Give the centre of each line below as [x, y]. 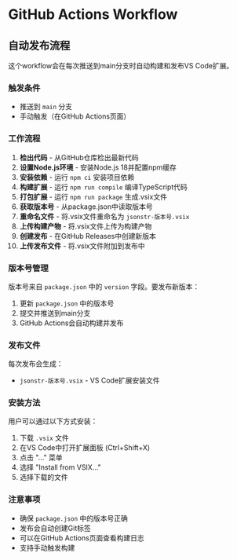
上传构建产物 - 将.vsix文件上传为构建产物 [86, 226]
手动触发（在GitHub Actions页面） [75, 116]
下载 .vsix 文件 [44, 438]
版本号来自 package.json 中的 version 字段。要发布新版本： [104, 286]
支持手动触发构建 [47, 547]
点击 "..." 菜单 [41, 458]
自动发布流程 [39, 45]
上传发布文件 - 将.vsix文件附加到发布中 [82, 246]
